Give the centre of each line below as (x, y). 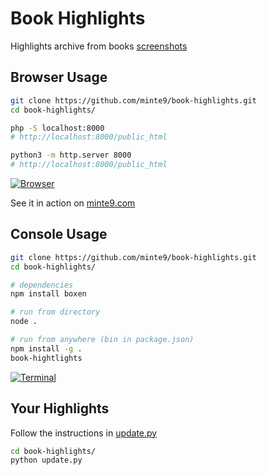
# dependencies (42, 285)
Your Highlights (60, 408)
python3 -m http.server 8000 (71, 155)
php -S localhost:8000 (57, 128)
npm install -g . (46, 348)
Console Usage (59, 234)
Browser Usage (59, 77)
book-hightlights (46, 358)
